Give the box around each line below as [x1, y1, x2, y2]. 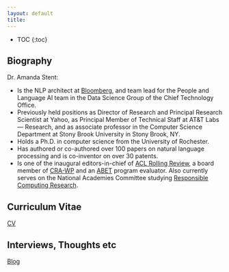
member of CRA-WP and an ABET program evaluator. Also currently [16, 166, 208, 175]
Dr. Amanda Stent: [7, 73, 59, 82]
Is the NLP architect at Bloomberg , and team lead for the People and [16, 86, 210, 95]
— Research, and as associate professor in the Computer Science [16, 123, 203, 131]
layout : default [7, 10, 53, 17]
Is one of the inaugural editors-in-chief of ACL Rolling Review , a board [16, 159, 214, 168]
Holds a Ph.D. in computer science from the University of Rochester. [16, 138, 210, 146]
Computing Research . [16, 181, 79, 189]
